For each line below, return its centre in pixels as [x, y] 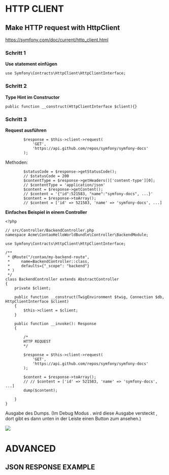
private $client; [33, 288]
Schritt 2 [16, 86]
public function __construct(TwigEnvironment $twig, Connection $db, [90, 297]
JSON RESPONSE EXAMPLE [50, 467]
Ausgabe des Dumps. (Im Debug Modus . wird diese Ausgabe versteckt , [81, 413]
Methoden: [17, 162]
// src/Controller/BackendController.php [50, 230]
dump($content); [41, 390]
